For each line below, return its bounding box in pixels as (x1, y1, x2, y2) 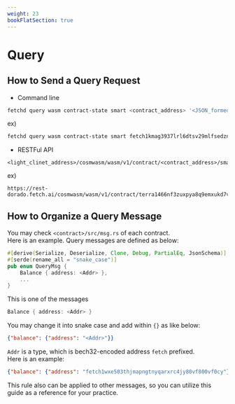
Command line (17, 93, 59, 102)
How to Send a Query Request (7, 75, 141, 87)
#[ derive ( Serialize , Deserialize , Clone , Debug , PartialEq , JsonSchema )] (7, 250, 227, 257)
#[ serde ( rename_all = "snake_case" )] (7, 256, 117, 263)
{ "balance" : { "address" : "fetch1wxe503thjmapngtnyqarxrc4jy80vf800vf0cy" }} (7, 368, 233, 375)
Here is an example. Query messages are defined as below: (7, 236, 179, 245)
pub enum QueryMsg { (7, 263, 68, 270)
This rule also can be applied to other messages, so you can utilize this (7, 381, 212, 389)
